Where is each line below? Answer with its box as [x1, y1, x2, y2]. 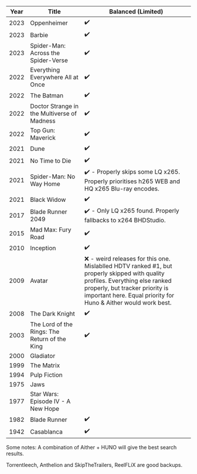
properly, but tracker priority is [84, 284, 169, 292]
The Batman [30, 91, 64, 99]
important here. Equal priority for [84, 292, 175, 299]
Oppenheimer [30, 19, 69, 27]
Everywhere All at [30, 73, 79, 81]
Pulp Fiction [30, 371, 63, 379]
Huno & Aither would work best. [84, 299, 172, 307]
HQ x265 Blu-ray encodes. [84, 185, 159, 192]
